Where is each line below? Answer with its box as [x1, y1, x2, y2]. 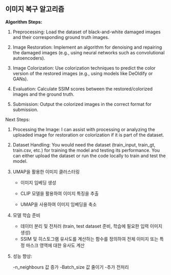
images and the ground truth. [12, 91, 75, 97]
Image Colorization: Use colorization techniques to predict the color [12, 65, 156, 71]
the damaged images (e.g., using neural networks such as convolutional [12, 49, 165, 55]
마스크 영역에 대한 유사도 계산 [26, 242, 85, 248]
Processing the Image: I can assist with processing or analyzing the [12, 126, 155, 132]
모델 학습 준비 [12, 212, 40, 218]
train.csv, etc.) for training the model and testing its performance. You [12, 147, 160, 153]
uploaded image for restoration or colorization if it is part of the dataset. [12, 132, 164, 138]
